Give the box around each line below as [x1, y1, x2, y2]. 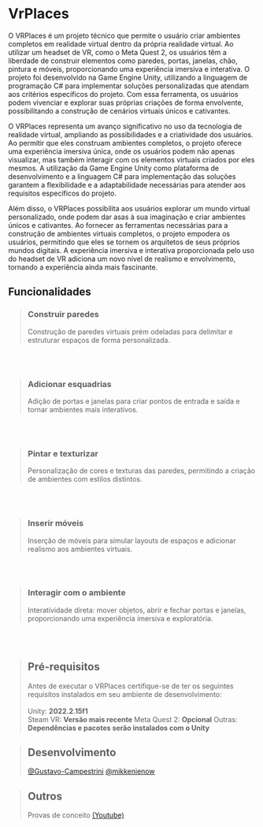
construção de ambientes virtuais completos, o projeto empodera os [8, 229, 231, 238]
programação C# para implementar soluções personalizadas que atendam [8, 80, 250, 91]
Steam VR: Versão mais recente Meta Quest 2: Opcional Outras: [27, 714, 238, 724]
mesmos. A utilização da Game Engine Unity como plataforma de [8, 163, 219, 173]
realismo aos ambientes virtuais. [27, 544, 133, 553]
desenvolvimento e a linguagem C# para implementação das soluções [8, 171, 236, 181]
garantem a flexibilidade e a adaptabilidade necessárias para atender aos [8, 180, 246, 189]
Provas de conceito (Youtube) [27, 810, 124, 820]
